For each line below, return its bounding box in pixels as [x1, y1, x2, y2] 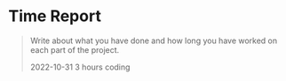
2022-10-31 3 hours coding [29, 62, 131, 72]
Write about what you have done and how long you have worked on [29, 35, 278, 46]
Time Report [8, 6, 101, 26]
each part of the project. [29, 44, 120, 55]
